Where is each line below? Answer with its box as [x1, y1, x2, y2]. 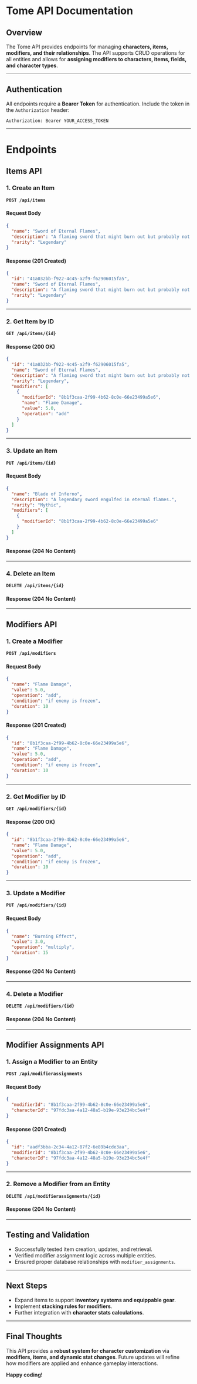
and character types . [6, 62, 59, 69]
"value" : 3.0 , [11, 939, 46, 945]
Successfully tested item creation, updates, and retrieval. [14, 1246, 152, 1253]
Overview [6, 28, 43, 38]
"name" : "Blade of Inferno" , [11, 491, 83, 497]
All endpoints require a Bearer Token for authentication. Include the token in [6, 100, 190, 107]
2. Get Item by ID [6, 317, 55, 325]
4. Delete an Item [6, 570, 56, 578]
